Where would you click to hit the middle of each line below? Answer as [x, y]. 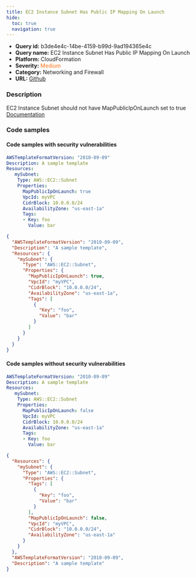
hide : [13, 18]
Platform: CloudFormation [48, 59]
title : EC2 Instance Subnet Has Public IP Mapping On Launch [86, 12]
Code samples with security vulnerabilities [61, 144]
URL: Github [30, 79]
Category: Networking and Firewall [59, 72]
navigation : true [34, 29]
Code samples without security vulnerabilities [66, 364]
